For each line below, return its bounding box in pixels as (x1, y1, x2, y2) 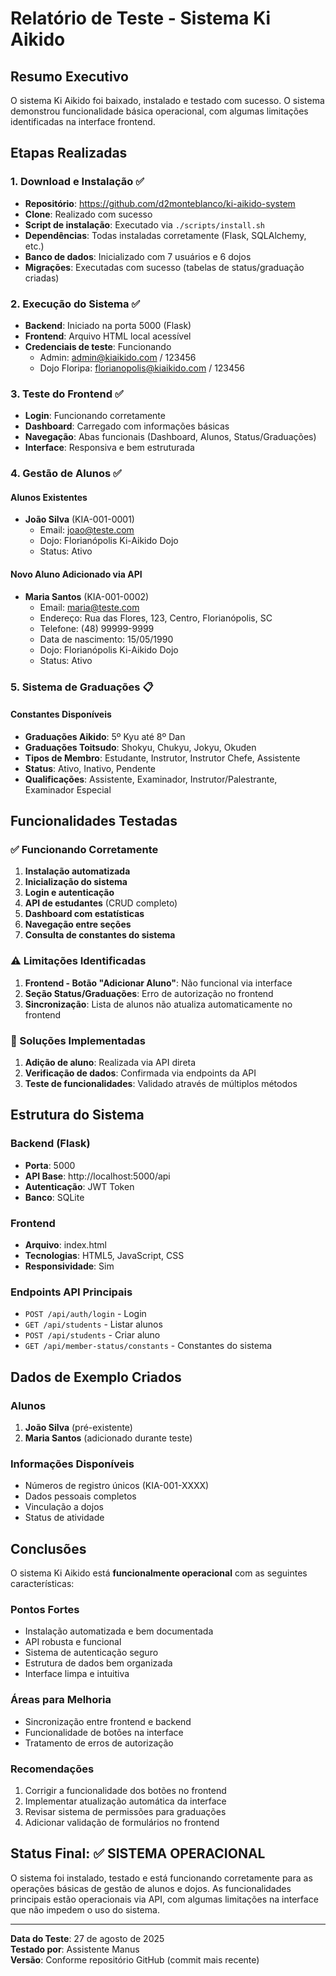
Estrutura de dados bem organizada (24, 1657, 173, 1669)
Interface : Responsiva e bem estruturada (24, 442, 195, 454)
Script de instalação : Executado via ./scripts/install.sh (24, 218, 266, 231)
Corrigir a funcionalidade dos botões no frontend (24, 1784, 227, 1796)
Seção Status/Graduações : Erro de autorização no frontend (24, 987, 274, 999)
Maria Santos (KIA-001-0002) (24, 590, 150, 602)
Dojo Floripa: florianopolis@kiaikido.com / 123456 (39, 362, 246, 374)
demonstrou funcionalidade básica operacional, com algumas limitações (10, 105, 309, 117)
